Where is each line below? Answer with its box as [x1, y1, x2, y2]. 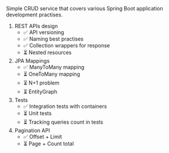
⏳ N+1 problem [23, 79, 60, 86]
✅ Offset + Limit [23, 133, 63, 140]
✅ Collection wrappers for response [23, 42, 110, 49]
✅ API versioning [23, 29, 64, 36]
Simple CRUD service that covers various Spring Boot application [6, 5, 163, 12]
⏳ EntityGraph [23, 88, 57, 95]
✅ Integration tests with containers [23, 103, 107, 110]
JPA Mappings [14, 57, 50, 64]
